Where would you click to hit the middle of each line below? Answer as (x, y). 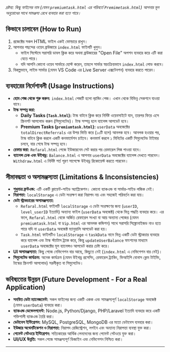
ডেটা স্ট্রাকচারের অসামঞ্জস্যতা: (34, 201)
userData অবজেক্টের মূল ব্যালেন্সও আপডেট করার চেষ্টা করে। (65, 246)
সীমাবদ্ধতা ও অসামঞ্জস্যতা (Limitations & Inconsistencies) (82, 177)
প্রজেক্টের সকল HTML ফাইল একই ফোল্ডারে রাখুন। (50, 41)
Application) (26, 287)
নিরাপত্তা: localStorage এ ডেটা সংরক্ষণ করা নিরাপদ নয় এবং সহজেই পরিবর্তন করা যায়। (79, 195)
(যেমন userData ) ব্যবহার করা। (38, 305)
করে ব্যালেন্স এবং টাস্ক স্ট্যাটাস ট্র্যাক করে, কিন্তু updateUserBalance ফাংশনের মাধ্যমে (84, 240)
